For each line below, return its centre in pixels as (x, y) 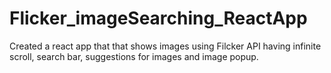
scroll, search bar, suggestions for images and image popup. (134, 56)
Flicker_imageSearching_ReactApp (158, 18)
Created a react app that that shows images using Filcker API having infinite (165, 46)
